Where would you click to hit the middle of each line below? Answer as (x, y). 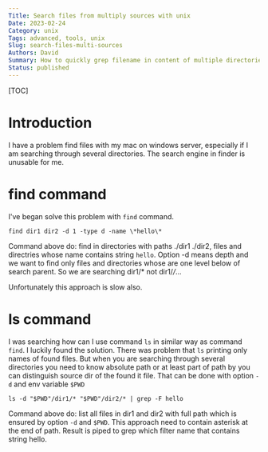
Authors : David (33, 53)
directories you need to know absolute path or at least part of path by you (129, 367)
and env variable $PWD (49, 384)
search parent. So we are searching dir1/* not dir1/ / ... (95, 271)
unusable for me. (36, 162)
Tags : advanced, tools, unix (57, 38)
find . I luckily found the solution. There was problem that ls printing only (128, 350)
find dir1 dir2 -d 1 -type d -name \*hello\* (85, 231)
